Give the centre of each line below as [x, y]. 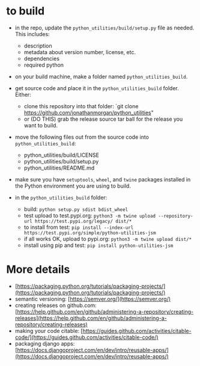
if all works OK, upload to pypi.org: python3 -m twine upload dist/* [108, 239]
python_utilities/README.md [59, 168]
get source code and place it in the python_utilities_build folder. [97, 88]
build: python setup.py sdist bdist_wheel [76, 209]
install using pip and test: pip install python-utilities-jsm [98, 245]
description [38, 46]
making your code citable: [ [49, 331]
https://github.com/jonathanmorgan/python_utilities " [89, 112]
